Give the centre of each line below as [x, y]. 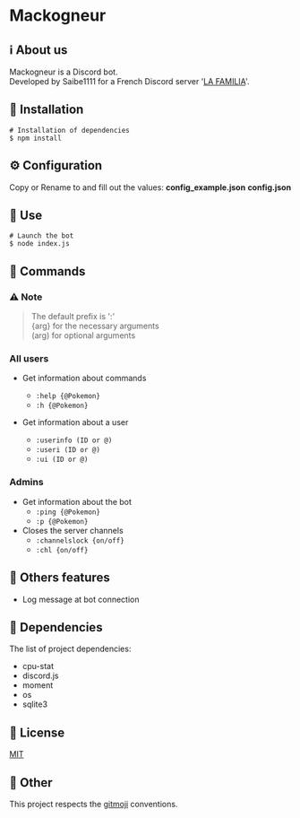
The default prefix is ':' [73, 317]
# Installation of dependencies [69, 130]
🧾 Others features [60, 578]
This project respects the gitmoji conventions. [94, 804]
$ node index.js [39, 244]
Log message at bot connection [81, 599]
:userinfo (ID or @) [74, 440]
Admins [26, 483]
